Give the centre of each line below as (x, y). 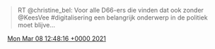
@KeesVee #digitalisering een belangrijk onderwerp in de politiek (112, 17)
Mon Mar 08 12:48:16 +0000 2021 (56, 38)
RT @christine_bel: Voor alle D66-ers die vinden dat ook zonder (110, 10)
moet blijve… (36, 25)
